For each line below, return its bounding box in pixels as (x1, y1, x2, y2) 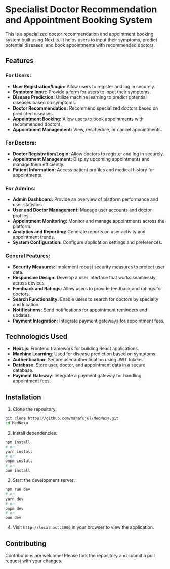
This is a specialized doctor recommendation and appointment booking (5, 31, 154, 37)
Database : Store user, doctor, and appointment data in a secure (12, 362, 146, 368)
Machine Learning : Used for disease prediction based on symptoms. (12, 351, 157, 357)
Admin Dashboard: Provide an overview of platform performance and (12, 196, 158, 202)
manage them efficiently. (12, 161, 65, 167)
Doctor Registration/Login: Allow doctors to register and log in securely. (12, 151, 164, 157)
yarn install (5, 449, 33, 454)
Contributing (5, 539, 47, 548)
